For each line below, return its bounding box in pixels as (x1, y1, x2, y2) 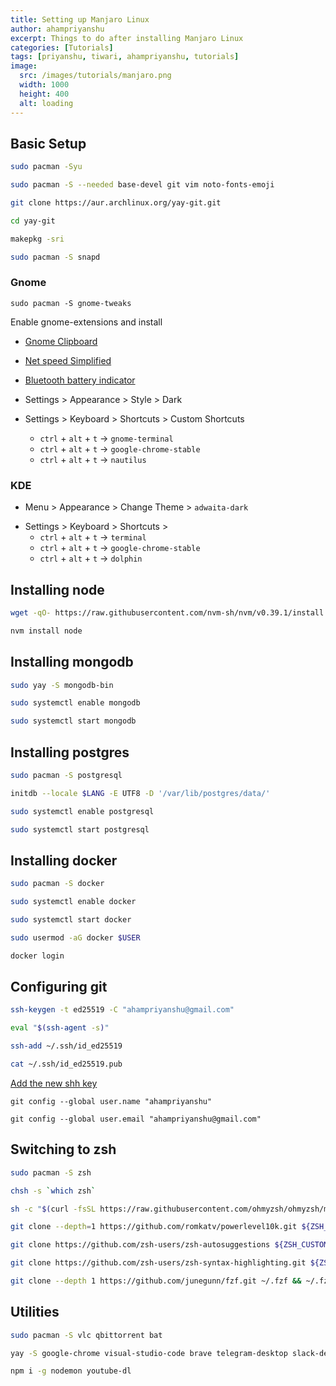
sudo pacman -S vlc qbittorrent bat (10, 1330, 163, 1340)
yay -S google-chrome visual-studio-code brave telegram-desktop (10, 1348, 288, 1358)
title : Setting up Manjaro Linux (10, 14, 150, 25)
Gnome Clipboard (24, 335, 98, 347)
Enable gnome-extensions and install (10, 316, 163, 328)
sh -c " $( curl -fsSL (10, 1204, 97, 1214)
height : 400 (19, 89, 70, 99)
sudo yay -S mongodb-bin (10, 680, 114, 690)
